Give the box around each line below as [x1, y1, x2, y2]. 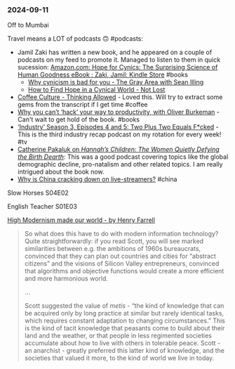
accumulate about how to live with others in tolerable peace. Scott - [24, 339, 221, 347]
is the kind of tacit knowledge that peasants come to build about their [24, 324, 225, 332]
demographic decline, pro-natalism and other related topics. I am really [17, 160, 223, 169]
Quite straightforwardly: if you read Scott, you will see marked [24, 237, 204, 245]
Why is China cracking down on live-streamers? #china [17, 175, 177, 183]
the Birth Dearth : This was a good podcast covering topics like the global [17, 153, 229, 161]
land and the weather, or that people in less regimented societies [24, 332, 212, 340]
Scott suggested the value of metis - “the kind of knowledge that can [24, 302, 224, 310]
